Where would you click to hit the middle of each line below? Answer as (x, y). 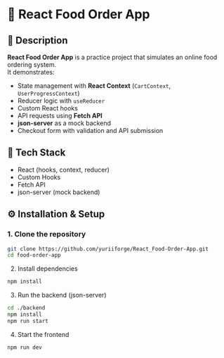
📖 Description (38, 40)
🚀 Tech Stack (37, 153)
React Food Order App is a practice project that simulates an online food (112, 57)
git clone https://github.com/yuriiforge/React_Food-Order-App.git (108, 249)
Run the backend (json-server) (62, 295)
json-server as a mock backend (64, 123)
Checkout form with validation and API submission (90, 130)
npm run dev (25, 347)
